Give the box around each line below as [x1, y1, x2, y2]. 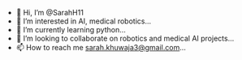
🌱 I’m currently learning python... [15, 25, 126, 34]
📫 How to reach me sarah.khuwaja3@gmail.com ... [15, 43, 187, 52]
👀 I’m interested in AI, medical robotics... [15, 16, 152, 26]
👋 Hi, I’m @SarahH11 [15, 8, 84, 17]
